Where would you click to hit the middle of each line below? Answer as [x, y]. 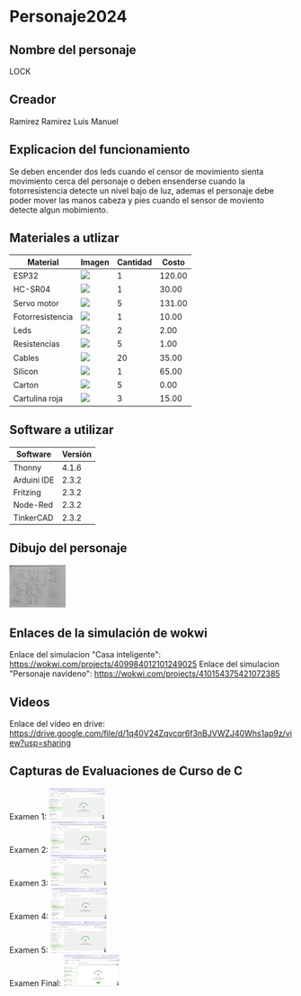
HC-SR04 [32, 289]
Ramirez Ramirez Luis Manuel [64, 121]
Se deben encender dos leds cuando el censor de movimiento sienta [137, 171]
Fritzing [27, 492]
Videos [30, 702]
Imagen [95, 262]
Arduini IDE [34, 480]
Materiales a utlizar [64, 238]
